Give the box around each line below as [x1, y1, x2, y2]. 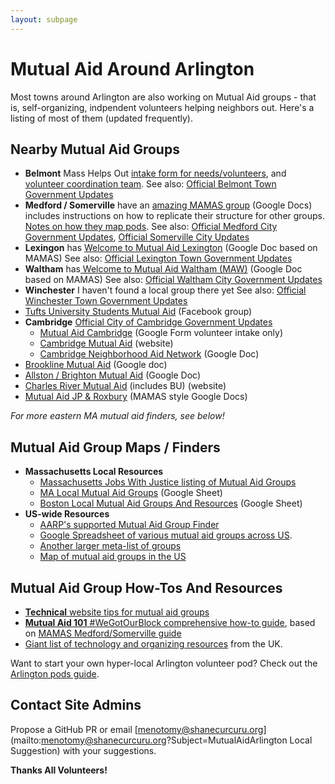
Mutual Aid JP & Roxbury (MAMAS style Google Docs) [24, 391, 248, 403]
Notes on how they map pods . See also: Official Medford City [24, 221, 278, 233]
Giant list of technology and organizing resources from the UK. [24, 638, 283, 650]
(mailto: [10, 734, 42, 746]
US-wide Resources [24, 508, 110, 520]
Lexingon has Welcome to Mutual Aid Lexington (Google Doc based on [24, 242, 318, 254]
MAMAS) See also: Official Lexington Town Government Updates [24, 252, 293, 265]
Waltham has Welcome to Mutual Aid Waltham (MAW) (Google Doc [24, 263, 303, 275]
